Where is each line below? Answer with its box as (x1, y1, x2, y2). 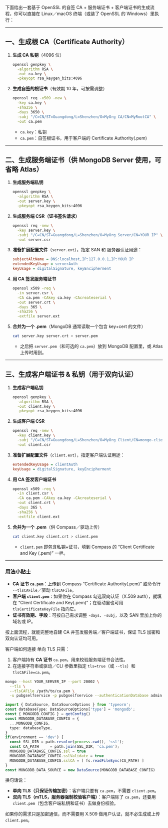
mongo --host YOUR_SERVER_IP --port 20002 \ (5, 679, 99, 684)
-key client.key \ (17, 433, 55, 438)
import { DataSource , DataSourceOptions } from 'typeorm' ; (5, 702, 131, 707)
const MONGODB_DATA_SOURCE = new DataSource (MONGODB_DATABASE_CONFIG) (5, 767, 155, 772)
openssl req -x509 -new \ (12, 96, 66, 101)
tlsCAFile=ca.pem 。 (12, 669, 53, 675)
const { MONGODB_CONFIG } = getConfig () (5, 712, 91, 717)
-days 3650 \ (17, 109, 44, 114)
